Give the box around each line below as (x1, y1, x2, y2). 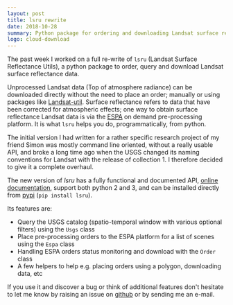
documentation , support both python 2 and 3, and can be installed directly (7, 184, 220, 192)
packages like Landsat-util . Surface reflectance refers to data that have (7, 98, 211, 106)
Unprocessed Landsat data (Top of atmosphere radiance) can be (7, 83, 193, 91)
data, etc (17, 270, 43, 278)
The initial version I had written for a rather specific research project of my (7, 133, 220, 142)
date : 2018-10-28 (7, 23, 58, 30)
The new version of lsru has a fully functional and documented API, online (7, 176, 218, 184)
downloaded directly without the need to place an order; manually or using (7, 91, 221, 99)
